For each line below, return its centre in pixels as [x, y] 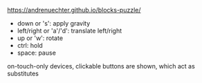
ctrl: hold [30, 45]
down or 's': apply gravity [54, 23]
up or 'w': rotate [40, 38]
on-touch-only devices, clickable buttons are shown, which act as [101, 66]
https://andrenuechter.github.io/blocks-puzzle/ [74, 10]
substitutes [23, 73]
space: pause [37, 53]
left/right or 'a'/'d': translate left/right [70, 31]
